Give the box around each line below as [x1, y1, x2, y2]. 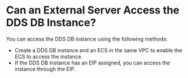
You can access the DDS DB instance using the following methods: [6, 35, 168, 42]
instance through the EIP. [14, 65, 76, 72]
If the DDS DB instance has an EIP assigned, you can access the [14, 59, 170, 66]
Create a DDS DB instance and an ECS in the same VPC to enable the [14, 46, 183, 53]
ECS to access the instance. [14, 53, 83, 60]
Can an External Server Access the [6, 4, 180, 17]
